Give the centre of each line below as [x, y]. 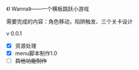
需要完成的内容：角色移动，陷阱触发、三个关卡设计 [69, 22]
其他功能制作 [31, 61]
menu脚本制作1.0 [36, 53]
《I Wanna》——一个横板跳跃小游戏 [48, 9]
